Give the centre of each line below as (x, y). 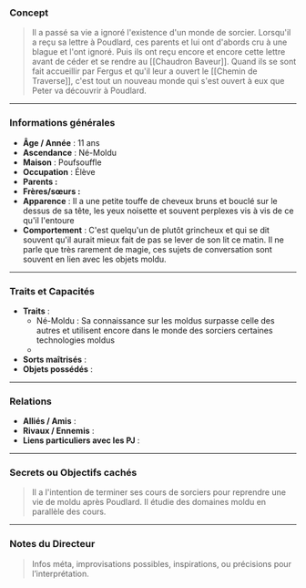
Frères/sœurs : (51, 191)
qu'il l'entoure (48, 220)
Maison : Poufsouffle (62, 162)
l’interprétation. (60, 573)
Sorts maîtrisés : (55, 359)
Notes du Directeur (52, 544)
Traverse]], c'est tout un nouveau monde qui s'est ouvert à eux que (158, 81)
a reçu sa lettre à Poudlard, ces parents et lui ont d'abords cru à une (159, 42)
